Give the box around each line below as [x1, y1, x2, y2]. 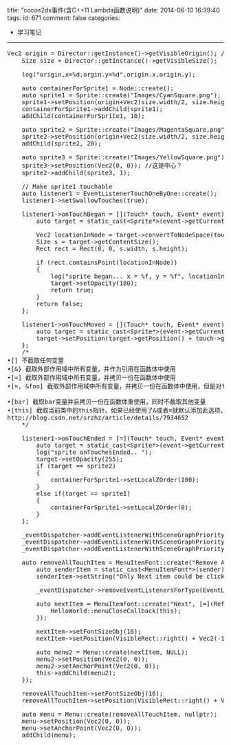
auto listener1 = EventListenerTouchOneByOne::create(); [21, 190, 218, 197]
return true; [50, 286, 95, 294]
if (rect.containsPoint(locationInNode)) [36, 259, 178, 266]
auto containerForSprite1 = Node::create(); [21, 85, 174, 92]
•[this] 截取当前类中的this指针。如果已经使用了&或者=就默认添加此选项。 [7, 406, 227, 414]
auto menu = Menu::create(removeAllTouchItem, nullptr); [21, 711, 218, 718]
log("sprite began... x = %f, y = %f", [50, 272, 186, 280]
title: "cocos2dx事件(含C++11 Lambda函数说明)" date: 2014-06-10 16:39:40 [7, 6, 220, 14]
